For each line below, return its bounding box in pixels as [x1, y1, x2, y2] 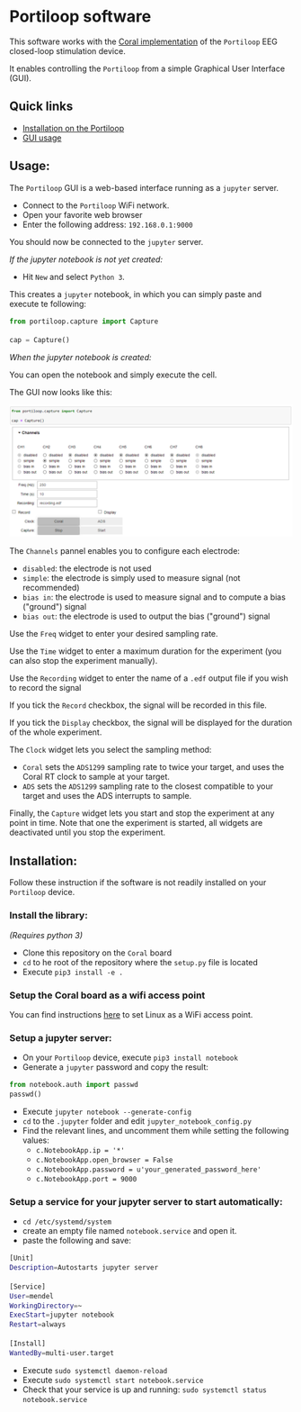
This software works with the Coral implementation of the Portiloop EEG [9, 36, 279, 47]
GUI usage [22, 132, 62, 143]
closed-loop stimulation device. [9, 45, 126, 56]
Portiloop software [9, 6, 152, 27]
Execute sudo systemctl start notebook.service [22, 1374, 204, 1385]
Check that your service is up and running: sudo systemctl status [22, 1384, 267, 1395]
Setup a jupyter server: [9, 1031, 112, 1044]
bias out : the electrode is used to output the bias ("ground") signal [22, 611, 270, 622]
